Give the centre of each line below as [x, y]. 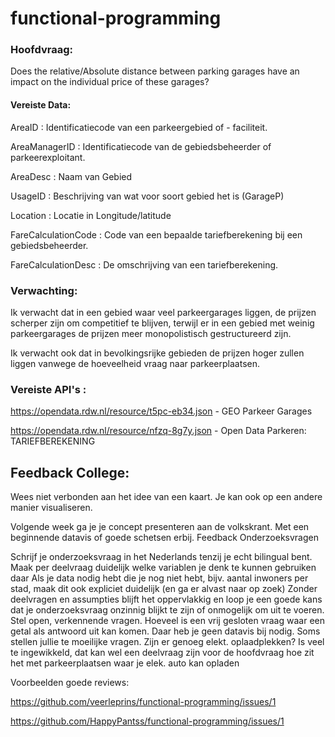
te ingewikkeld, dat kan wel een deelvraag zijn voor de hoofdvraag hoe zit [162, 653]
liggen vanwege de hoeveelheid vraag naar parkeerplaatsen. [135, 363]
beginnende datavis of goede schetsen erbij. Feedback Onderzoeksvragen [164, 538]
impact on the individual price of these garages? [110, 82]
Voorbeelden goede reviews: [70, 683]
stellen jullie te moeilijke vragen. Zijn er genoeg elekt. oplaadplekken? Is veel [167, 642]
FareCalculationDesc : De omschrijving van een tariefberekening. [144, 264]
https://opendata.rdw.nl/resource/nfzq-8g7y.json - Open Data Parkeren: [158, 431]
